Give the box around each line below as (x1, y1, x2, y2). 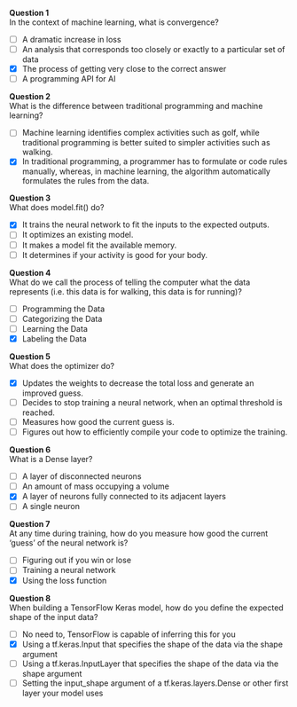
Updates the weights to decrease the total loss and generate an (21, 377, 254, 389)
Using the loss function (21, 575, 107, 585)
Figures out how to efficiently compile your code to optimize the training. (21, 427, 288, 437)
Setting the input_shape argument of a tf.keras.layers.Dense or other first (21, 678, 289, 688)
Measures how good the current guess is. (21, 417, 175, 427)
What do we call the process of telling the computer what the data (9, 277, 251, 287)
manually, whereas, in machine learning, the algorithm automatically (21, 166, 270, 177)
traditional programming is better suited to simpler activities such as (21, 137, 270, 148)
